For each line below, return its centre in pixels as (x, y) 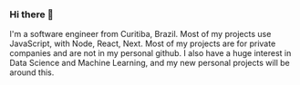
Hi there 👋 (32, 14)
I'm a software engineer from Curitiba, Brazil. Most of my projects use (140, 34)
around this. (32, 72)
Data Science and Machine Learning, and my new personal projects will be (150, 63)
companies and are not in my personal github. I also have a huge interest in (150, 53)
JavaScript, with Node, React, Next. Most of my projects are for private (143, 43)
